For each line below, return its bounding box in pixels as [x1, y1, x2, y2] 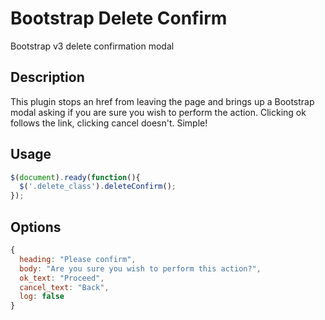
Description [10, 69, 85, 86]
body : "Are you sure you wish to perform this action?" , [19, 263, 262, 274]
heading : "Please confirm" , [19, 254, 137, 264]
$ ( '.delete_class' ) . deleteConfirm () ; [19, 182, 177, 192]
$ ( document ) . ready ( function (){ [10, 172, 141, 182]
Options [10, 218, 62, 236]
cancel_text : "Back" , [19, 282, 110, 292]
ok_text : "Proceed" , [19, 273, 105, 283]
